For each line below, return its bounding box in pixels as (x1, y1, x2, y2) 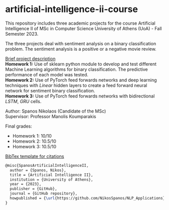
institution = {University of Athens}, (10, 177, 94, 182)
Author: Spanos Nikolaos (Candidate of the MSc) (5, 108, 107, 114)
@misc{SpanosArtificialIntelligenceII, (5, 163, 89, 168)
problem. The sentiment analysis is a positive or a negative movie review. (5, 46, 157, 52)
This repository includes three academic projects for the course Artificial (5, 20, 156, 26)
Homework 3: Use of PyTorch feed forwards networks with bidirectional (5, 93, 155, 99)
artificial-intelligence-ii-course (5, 4, 138, 15)
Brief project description (5, 55, 56, 61)
